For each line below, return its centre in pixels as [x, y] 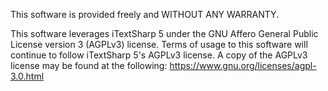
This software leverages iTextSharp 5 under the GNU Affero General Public [164, 33]
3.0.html [27, 76]
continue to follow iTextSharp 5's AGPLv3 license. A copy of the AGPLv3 [159, 55]
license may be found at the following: [89, 65]
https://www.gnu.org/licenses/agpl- [243, 65]
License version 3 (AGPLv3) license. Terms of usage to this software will [159, 44]
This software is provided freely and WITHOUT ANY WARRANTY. [145, 14]
